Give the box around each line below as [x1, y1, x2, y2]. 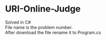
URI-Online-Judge [5, 3, 81, 14]
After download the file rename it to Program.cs [5, 29, 102, 35]
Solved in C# [5, 19, 31, 25]
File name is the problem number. [5, 24, 73, 30]
